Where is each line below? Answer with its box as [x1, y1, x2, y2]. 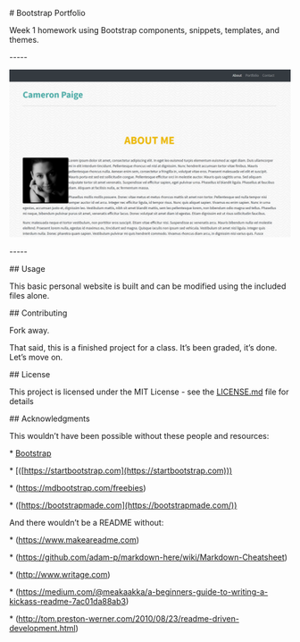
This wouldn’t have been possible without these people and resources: [9, 431, 270, 442]
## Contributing [9, 308, 68, 318]
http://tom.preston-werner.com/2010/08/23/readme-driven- [18, 613, 239, 624]
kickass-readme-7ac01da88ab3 [9, 596, 127, 607]
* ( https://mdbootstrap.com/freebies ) [9, 483, 146, 494]
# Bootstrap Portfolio [9, 8, 87, 18]
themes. [9, 35, 39, 45]
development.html [9, 623, 76, 634]
